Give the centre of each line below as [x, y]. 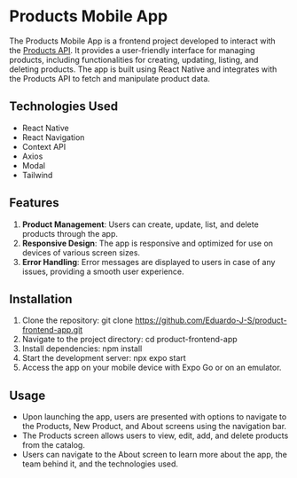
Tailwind [37, 175]
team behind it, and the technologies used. [100, 464]
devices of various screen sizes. [81, 252]
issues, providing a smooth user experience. [103, 271]
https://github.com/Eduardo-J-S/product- [211, 320]
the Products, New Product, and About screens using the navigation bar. [154, 427]
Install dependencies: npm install [82, 349]
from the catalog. [54, 445]
